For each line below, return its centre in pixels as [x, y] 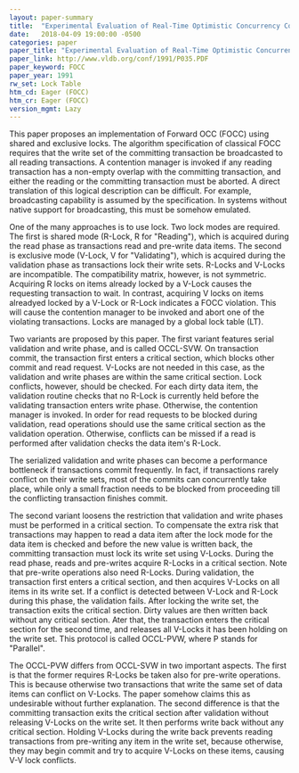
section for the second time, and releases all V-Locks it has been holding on [149, 629]
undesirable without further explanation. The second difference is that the [145, 703]
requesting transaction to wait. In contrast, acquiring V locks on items [137, 293]
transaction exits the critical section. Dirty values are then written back [139, 611]
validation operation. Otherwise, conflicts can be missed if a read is [133, 434]
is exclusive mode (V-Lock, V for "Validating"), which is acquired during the [148, 256]
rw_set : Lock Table [45, 84]
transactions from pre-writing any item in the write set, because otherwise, [146, 742]
